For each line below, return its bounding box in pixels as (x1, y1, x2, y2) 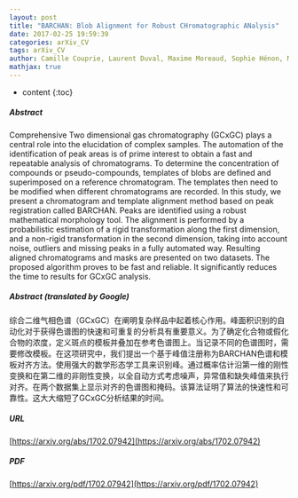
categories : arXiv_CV (9, 37, 90, 47)
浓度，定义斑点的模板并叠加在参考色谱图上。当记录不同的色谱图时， (32, 336, 281, 347)
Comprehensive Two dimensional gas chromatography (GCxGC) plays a (9, 130, 272, 140)
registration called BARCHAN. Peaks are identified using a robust (9, 205, 247, 216)
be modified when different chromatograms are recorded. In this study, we (9, 186, 282, 196)
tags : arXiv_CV (9, 46, 66, 55)
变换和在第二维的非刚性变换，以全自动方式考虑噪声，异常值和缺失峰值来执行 (9, 370, 289, 381)
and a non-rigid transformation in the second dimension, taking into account (9, 233, 288, 244)
